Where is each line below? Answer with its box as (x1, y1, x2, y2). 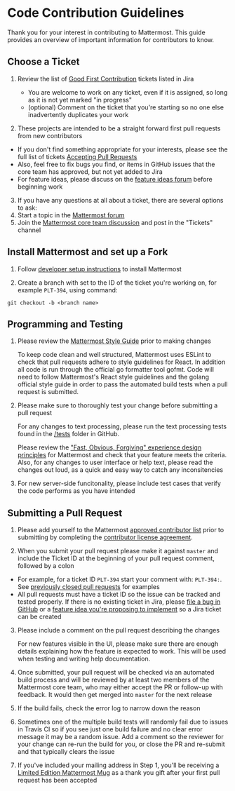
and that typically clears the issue (17, 748, 115, 756)
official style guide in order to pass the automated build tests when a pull (17, 380, 228, 388)
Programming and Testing (7, 318, 123, 330)
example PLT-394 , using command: (17, 285, 118, 294)
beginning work (17, 182, 63, 191)
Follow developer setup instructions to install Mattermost (17, 264, 182, 273)
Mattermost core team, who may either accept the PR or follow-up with (17, 683, 223, 691)
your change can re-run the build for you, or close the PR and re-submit (17, 740, 226, 748)
